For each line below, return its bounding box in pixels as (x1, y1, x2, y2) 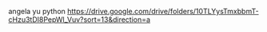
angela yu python (8, 7, 66, 16)
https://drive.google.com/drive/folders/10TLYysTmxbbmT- (67, 7, 259, 16)
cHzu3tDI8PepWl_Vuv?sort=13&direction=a (8, 15, 150, 24)
